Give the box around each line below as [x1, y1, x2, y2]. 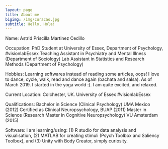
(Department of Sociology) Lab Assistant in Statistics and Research [5, 56, 145, 62]
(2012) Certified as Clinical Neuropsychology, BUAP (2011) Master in [5, 107, 147, 113]
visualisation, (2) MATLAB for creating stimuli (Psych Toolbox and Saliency [5, 132, 159, 139]
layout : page [5, 7, 33, 13]
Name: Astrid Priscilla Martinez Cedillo [5, 35, 85, 41]
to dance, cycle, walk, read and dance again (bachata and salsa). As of [5, 76, 152, 82]
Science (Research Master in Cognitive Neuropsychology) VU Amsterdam [5, 112, 158, 118]
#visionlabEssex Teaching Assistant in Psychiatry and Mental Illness [5, 51, 146, 57]
